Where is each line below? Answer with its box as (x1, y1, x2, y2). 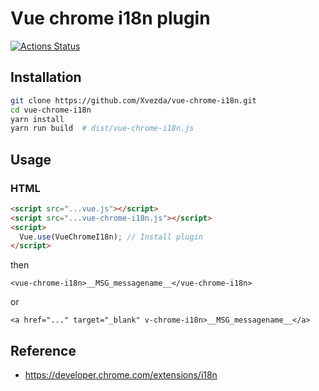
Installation (10, 69, 82, 86)
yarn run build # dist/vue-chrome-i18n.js (10, 123, 195, 134)
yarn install (10, 114, 65, 124)
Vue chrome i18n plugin (10, 7, 211, 30)
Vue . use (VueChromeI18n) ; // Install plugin (19, 232, 203, 242)
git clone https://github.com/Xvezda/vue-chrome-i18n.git (10, 95, 257, 106)
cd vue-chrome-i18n (10, 105, 92, 115)
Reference (10, 342, 77, 359)
